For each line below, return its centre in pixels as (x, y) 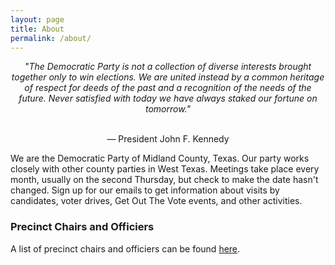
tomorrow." (168, 109)
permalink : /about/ (51, 38)
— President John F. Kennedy (168, 139)
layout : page (37, 19)
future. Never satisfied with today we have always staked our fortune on (168, 98)
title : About (37, 29)
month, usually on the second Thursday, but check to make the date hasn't (164, 180)
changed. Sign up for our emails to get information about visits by (145, 190)
